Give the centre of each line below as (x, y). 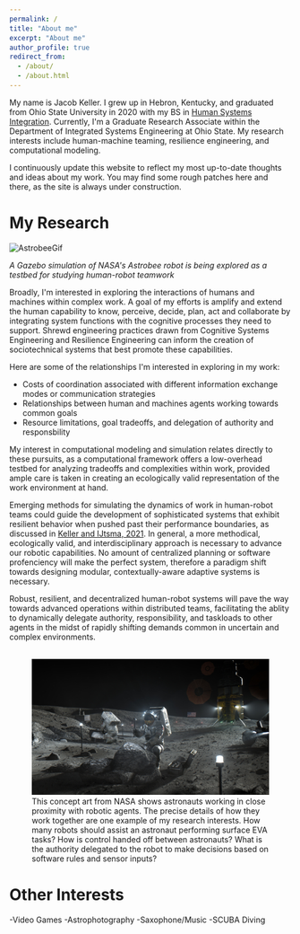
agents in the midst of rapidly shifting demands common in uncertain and (144, 627)
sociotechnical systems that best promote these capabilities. (121, 349)
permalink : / (34, 19)
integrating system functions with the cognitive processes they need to (140, 321)
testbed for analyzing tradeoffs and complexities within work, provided (140, 468)
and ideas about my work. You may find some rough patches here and (139, 177)
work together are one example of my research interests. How (146, 820)
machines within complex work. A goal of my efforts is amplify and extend (146, 302)
